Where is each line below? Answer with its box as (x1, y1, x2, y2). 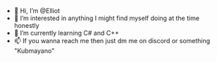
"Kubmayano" (13, 47, 55, 55)
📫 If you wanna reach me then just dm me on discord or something (13, 37, 211, 45)
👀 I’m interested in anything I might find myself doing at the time (13, 14, 199, 22)
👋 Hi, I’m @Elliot (13, 7, 61, 15)
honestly (13, 22, 40, 29)
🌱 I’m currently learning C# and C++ (13, 29, 120, 37)
